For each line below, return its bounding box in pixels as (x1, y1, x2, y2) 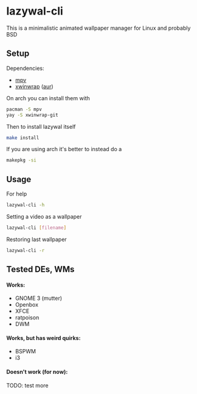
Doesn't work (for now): (6, 369, 68, 376)
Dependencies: (6, 64, 44, 72)
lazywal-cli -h (6, 202, 45, 208)
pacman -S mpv (6, 106, 43, 112)
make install (6, 135, 40, 141)
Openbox (15, 301, 38, 308)
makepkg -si (6, 157, 36, 163)
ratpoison (15, 314, 40, 321)
